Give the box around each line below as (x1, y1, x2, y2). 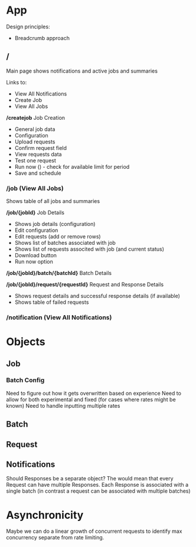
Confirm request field (14, 144, 67, 151)
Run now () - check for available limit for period (14, 163, 130, 170)
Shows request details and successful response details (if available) (14, 293, 180, 300)
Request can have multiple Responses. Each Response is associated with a (6, 482, 189, 489)
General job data (14, 125, 55, 133)
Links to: (6, 78, 27, 86)
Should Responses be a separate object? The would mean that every (6, 475, 174, 482)
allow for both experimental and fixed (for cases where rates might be (6, 396, 176, 403)
